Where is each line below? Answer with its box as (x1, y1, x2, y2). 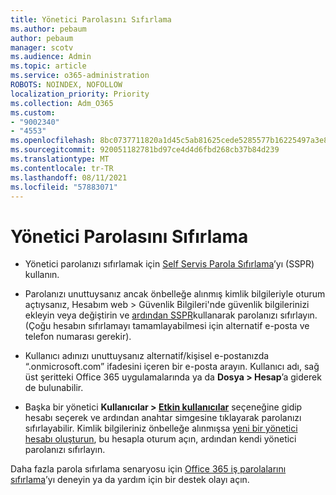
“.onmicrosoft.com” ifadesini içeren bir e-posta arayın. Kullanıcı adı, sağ (24, 361, 320, 373)
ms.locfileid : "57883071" (10, 182, 118, 192)
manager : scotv (10, 42, 74, 53)
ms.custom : (10, 107, 56, 118)
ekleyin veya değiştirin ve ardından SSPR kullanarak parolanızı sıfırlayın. (24, 309, 318, 321)
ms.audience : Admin (10, 52, 92, 62)
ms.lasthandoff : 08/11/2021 (10, 172, 128, 183)
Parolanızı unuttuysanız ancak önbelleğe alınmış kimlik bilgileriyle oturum (24, 288, 326, 300)
